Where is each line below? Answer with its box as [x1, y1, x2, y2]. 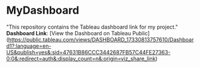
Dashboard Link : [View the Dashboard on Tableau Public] [6, 29, 150, 36]
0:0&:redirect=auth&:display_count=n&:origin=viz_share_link [6, 55, 156, 62]
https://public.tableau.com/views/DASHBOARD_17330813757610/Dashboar [8, 36, 195, 43]
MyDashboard [6, 4, 80, 17]
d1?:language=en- [6, 42, 51, 50]
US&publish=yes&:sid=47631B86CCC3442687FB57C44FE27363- [6, 48, 171, 55]
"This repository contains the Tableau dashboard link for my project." [6, 23, 178, 30]
